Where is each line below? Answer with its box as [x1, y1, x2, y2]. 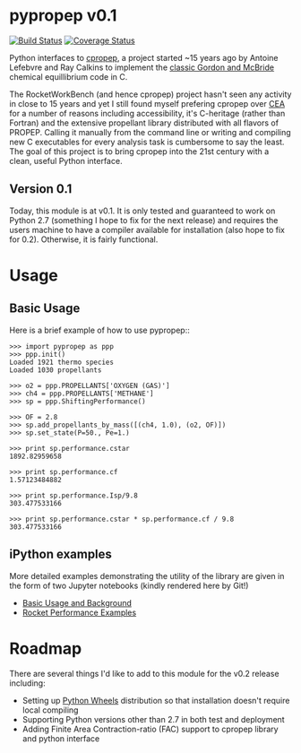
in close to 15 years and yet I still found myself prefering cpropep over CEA [9, 98, 285, 108]
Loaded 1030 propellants [9, 365, 102, 375]
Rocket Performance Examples [21, 607, 137, 618]
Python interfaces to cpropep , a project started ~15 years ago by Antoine [9, 52, 279, 63]
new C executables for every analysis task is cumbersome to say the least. [9, 136, 285, 147]
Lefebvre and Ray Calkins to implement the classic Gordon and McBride [9, 62, 275, 73]
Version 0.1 [9, 181, 73, 197]
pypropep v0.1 [9, 5, 117, 26]
